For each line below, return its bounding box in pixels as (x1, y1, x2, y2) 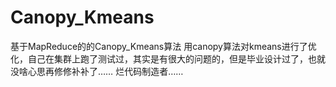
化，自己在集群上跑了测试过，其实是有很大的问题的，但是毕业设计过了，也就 (10, 52, 326, 65)
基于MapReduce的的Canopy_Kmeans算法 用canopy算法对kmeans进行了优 (10, 40, 317, 52)
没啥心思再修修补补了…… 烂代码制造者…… (10, 65, 184, 77)
